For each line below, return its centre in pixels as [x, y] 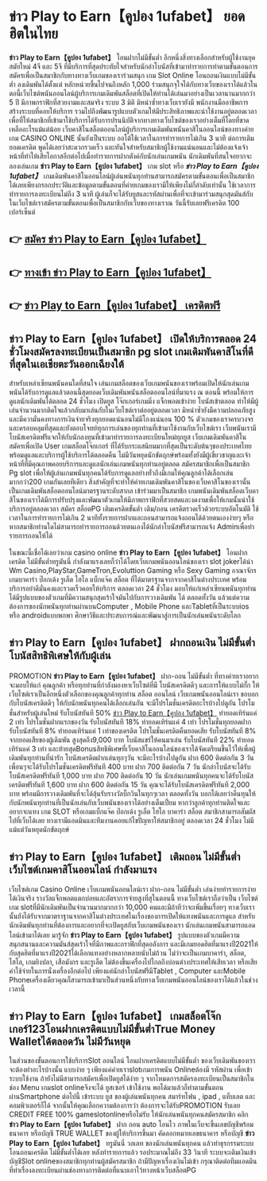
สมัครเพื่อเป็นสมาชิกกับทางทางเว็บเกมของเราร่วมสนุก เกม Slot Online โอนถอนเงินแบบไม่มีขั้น [133, 75]
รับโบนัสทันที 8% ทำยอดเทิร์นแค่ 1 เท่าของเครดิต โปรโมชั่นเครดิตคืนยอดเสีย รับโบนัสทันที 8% [133, 731]
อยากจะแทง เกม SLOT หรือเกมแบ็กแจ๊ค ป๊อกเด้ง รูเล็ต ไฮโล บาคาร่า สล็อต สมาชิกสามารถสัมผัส [133, 811]
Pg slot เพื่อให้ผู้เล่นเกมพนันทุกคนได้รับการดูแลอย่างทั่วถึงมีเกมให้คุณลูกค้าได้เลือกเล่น [121, 473]
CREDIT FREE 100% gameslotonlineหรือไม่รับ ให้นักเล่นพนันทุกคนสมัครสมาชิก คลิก [129, 1114]
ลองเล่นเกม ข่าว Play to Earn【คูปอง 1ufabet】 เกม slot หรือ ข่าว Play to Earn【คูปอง [134, 166]
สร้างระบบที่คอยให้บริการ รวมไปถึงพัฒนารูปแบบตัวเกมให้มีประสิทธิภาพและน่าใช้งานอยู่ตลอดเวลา [133, 111]
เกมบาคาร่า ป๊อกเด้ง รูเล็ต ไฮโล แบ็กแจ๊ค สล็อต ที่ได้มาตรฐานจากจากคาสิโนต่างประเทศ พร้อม [128, 579]
